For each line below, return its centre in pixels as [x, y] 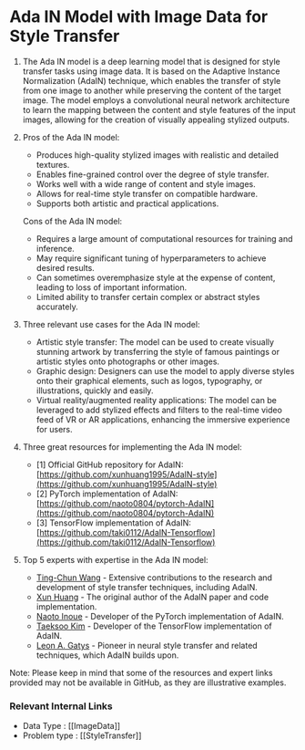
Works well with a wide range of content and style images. [146, 183]
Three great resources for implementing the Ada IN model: [132, 447]
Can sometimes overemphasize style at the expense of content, [156, 277]
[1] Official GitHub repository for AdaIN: [110, 464]
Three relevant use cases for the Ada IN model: [111, 324]
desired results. [66, 267]
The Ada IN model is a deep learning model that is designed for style [151, 61]
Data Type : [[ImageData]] [71, 726]
